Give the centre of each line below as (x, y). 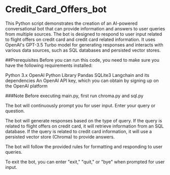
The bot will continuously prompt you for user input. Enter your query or (80, 105)
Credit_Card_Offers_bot (56, 9)
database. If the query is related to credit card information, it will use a (79, 131)
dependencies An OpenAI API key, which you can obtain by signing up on (82, 80)
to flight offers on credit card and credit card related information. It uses (80, 39)
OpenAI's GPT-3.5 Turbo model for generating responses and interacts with (84, 45)
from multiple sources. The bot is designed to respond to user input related (84, 34)
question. (15, 111)
